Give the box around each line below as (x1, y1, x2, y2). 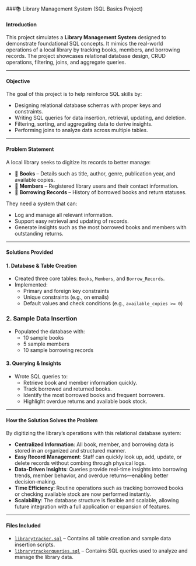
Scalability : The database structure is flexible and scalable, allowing (14, 497, 179, 504)
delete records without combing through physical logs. (14, 460, 146, 467)
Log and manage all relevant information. (14, 211, 113, 218)
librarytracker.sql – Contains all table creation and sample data (14, 535, 171, 542)
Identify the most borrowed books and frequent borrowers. (23, 391, 165, 398)
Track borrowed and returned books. (23, 385, 112, 392)
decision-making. (14, 478, 57, 485)
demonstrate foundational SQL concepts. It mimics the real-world (6, 40, 163, 47)
